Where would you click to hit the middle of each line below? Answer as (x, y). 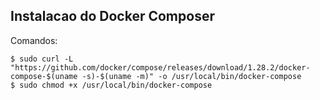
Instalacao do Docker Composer (112, 16)
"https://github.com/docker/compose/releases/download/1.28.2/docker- (160, 67)
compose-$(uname (44, 76)
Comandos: (34, 40)
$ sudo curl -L (42, 59)
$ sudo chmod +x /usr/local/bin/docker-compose (111, 85)
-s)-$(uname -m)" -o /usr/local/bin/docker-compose (191, 76)
